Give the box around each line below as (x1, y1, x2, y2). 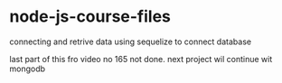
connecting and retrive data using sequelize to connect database (9, 36, 251, 47)
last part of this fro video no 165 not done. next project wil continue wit (9, 53, 273, 64)
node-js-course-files (9, 6, 172, 27)
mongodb (9, 63, 46, 74)
